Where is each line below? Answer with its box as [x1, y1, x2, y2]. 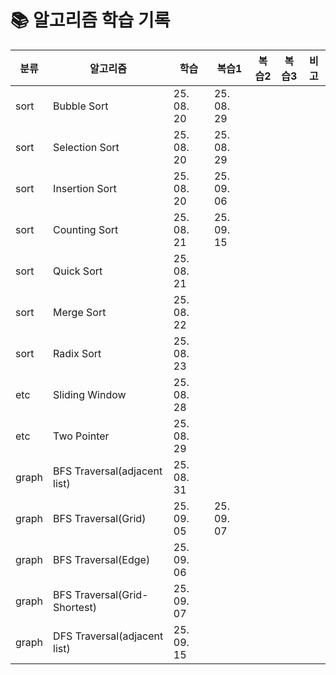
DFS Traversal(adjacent [53, 629, 164, 643]
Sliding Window [53, 387, 127, 401]
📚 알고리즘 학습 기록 [10, 9, 171, 32]
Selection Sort [53, 140, 120, 154]
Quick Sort [53, 264, 103, 278]
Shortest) [53, 600, 98, 614]
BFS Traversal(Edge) [53, 552, 151, 566]
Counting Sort [53, 222, 119, 236]
